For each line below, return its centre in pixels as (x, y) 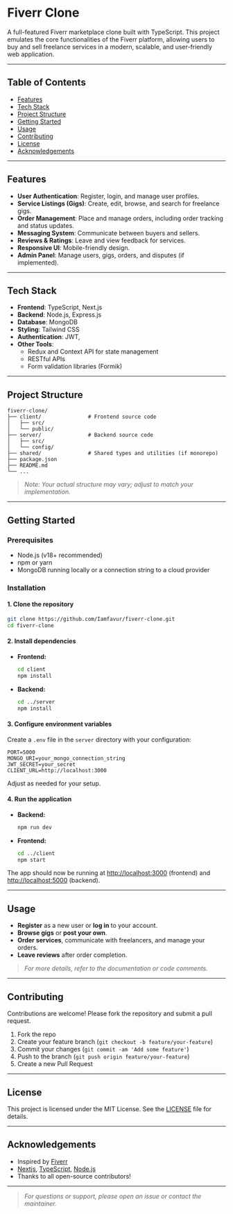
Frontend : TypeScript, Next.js (60, 308)
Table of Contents (47, 82)
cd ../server (36, 702)
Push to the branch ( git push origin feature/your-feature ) (103, 1056)
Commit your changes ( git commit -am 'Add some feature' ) (103, 1049)
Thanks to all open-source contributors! (74, 1176)
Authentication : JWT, (49, 337)
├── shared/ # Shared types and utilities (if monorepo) (113, 454)
